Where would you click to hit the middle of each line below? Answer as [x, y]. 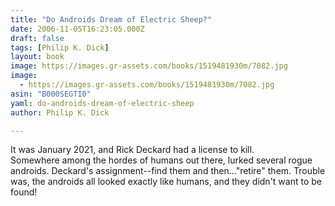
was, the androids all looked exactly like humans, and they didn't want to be [166, 182]
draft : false [37, 38]
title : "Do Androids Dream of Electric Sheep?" [111, 19]
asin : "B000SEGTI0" [51, 94]
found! [24, 192]
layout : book [37, 57]
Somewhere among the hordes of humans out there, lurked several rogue [161, 160]
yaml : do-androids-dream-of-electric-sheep [102, 103]
